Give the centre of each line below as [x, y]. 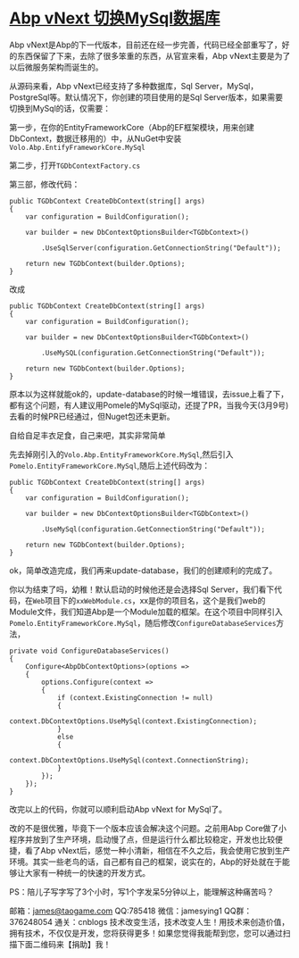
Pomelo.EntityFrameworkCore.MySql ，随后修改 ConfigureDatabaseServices [143, 622]
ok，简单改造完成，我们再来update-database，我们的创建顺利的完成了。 [143, 570]
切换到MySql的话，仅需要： [60, 108]
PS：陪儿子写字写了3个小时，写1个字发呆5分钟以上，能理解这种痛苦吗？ [142, 891]
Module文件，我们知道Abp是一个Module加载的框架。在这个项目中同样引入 [146, 612]
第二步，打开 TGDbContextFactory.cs [75, 165]
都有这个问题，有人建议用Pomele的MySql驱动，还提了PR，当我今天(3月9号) [149, 405]
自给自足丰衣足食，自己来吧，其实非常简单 [87, 435]
